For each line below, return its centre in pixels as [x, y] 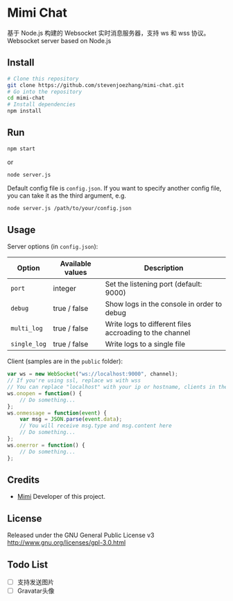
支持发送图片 [35, 582]
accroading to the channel [148, 333]
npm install [24, 111]
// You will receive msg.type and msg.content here [96, 426]
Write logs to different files [148, 324]
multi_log [27, 329]
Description [164, 268]
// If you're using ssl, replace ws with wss [74, 380]
